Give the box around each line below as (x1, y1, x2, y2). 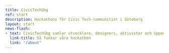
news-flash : (5, 26, 30, 31)
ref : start (5, 12, 28, 17)
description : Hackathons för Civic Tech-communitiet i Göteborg (5, 17, 143, 22)
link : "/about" (10, 40, 42, 45)
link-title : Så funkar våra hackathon (10, 36, 92, 41)
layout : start (5, 21, 35, 27)
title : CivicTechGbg (5, 7, 49, 13)
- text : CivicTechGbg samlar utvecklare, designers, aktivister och (5, 31, 152, 36)
